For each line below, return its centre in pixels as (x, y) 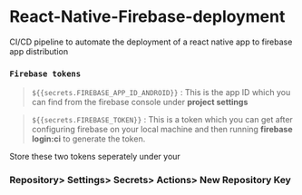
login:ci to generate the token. (88, 139)
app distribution (39, 51)
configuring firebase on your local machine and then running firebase (162, 130)
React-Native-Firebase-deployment (147, 17)
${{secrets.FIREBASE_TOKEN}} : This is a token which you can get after (162, 120)
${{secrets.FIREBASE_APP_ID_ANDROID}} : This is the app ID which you (161, 93)
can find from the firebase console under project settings (140, 102)
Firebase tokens (45, 73)
